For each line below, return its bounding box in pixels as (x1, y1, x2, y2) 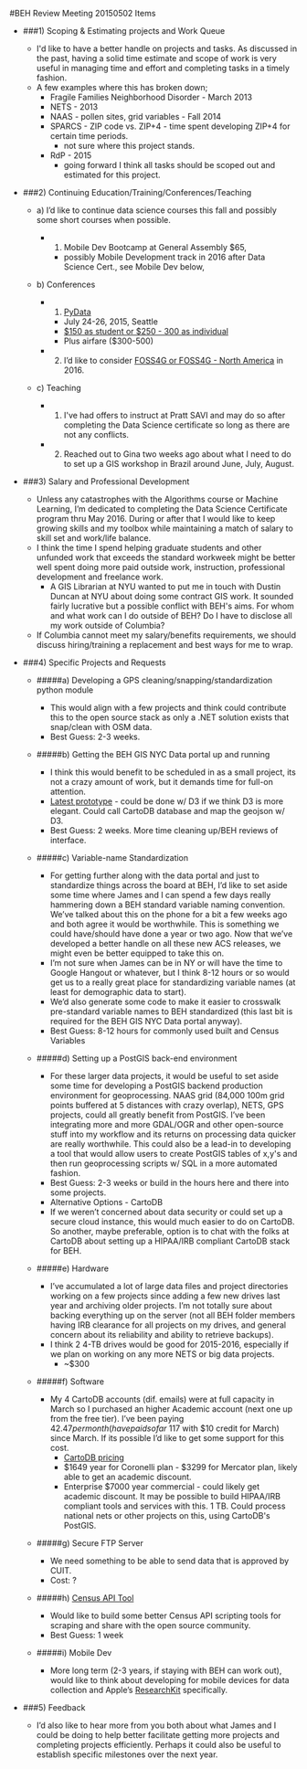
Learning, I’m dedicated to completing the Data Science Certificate (36, 503, 288, 514)
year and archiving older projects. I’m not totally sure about (49, 1300, 272, 1310)
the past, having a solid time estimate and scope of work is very (36, 53, 277, 63)
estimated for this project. (63, 169, 162, 180)
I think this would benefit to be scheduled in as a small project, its (49, 767, 297, 778)
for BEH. (49, 1245, 82, 1255)
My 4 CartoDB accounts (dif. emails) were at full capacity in (49, 1393, 275, 1404)
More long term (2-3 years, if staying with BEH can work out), (49, 1665, 282, 1676)
